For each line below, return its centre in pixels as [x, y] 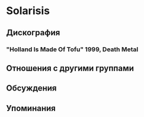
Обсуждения [31, 88]
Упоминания [31, 108]
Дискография [33, 33]
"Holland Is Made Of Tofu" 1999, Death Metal [72, 49]
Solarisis [28, 11]
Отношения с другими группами [70, 68]
